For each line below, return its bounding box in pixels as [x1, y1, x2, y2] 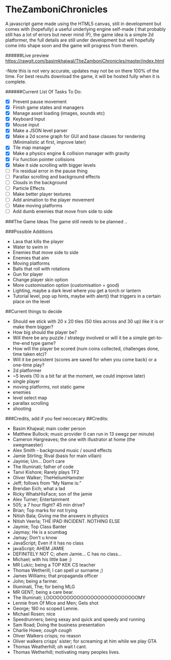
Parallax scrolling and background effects [12, 173, 101, 180]
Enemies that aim [12, 255, 50, 261]
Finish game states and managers [12, 104, 84, 110]
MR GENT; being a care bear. [12, 589, 74, 595]
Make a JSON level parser [12, 127, 68, 134]
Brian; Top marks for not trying [12, 507, 78, 514]
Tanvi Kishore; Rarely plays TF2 [12, 469, 80, 475]
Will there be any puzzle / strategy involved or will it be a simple [12, 335, 147, 341]
